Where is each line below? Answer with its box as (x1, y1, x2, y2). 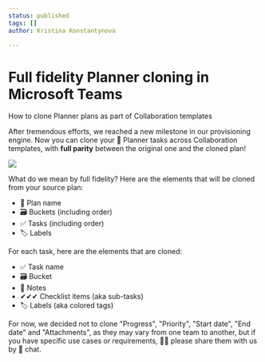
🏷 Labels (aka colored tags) (19, 300, 114, 310)
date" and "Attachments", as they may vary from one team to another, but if (8, 328, 256, 337)
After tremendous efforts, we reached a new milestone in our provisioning (8, 127, 251, 137)
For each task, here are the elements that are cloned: (8, 247, 183, 257)
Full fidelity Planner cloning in (8, 68, 210, 86)
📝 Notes (19, 283, 46, 292)
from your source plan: (8, 183, 84, 193)
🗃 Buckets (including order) (19, 207, 113, 217)
